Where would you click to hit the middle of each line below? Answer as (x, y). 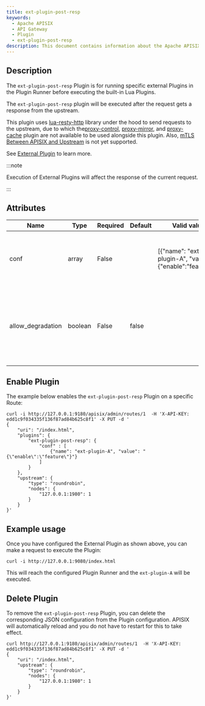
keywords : (19, 18)
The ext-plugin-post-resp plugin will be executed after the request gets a (99, 104)
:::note (14, 165)
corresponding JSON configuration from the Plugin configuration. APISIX (98, 619)
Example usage (36, 529)
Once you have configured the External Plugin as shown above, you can (97, 544)
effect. (15, 632)
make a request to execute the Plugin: (54, 550)
